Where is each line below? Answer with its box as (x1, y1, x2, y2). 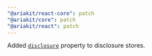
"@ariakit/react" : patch (7, 23, 79, 29)
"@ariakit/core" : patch (7, 16, 76, 23)
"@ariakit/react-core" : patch (7, 10, 95, 17)
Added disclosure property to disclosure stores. (7, 42, 146, 50)
